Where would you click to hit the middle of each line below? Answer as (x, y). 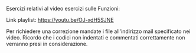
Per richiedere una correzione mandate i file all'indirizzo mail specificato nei (98, 31)
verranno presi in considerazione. (47, 44)
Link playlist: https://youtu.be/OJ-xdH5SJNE (60, 20)
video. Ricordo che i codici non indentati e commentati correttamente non (96, 37)
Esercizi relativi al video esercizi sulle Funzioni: (63, 9)
